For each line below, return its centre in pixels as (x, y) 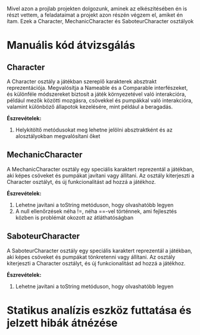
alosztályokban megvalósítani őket (58, 136)
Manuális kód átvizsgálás (71, 46)
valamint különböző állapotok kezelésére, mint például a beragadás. (90, 107)
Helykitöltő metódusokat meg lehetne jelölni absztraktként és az (94, 130)
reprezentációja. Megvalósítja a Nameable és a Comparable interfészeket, (97, 88)
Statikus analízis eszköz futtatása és (99, 310)
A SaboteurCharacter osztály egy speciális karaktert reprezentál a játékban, (99, 251)
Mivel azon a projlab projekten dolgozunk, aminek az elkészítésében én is (97, 9)
